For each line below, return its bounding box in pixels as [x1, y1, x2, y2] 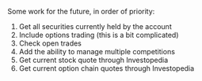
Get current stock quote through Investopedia [18, 55, 169, 64]
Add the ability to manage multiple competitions [18, 47, 176, 56]
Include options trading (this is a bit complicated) [18, 31, 179, 39]
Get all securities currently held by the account [18, 22, 172, 31]
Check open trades [18, 39, 82, 48]
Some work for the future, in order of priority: [7, 7, 155, 16]
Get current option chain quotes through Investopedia [18, 64, 195, 73]
